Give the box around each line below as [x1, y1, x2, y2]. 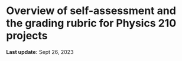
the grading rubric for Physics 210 [6, 16, 177, 30]
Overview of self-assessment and [6, 4, 176, 18]
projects [6, 29, 48, 42]
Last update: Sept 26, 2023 [6, 48, 74, 55]
